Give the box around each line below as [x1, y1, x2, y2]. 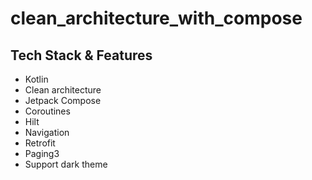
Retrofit [24, 137, 56, 149]
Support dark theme [24, 158, 108, 170]
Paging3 [24, 148, 60, 159]
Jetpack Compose [24, 95, 102, 106]
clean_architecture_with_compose [10, 7, 303, 30]
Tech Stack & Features [10, 47, 153, 64]
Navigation [24, 127, 70, 138]
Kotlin [24, 73, 49, 85]
